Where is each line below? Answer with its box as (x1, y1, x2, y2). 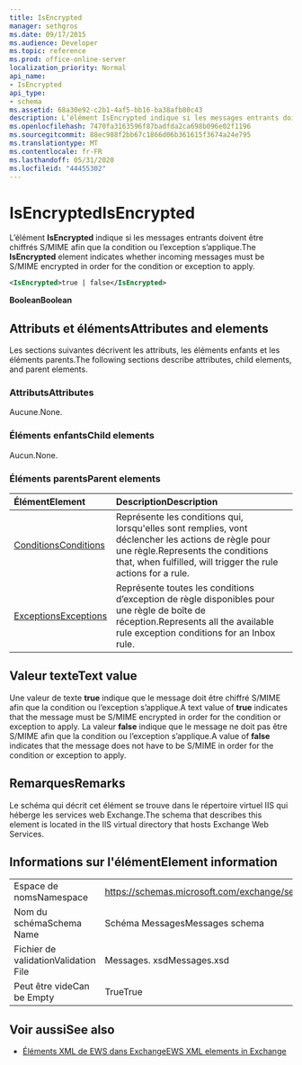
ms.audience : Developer (9, 38, 99, 48)
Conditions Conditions (13, 538, 106, 551)
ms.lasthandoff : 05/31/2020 (9, 155, 115, 165)
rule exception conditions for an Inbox (115, 627, 276, 639)
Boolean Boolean (9, 294, 73, 306)
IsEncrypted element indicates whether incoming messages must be (9, 251, 265, 262)
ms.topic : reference (9, 47, 87, 56)
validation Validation (13, 954, 96, 967)
